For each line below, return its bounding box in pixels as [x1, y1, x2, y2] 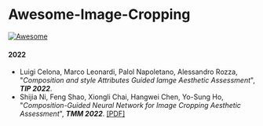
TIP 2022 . [19, 84, 53, 94]
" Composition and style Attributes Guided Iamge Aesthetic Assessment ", [19, 76, 255, 85]
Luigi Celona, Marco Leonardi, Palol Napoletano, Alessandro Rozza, [19, 67, 238, 76]
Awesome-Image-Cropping [8, 6, 191, 24]
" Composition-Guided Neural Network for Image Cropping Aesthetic [19, 101, 242, 110]
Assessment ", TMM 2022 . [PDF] [19, 109, 126, 119]
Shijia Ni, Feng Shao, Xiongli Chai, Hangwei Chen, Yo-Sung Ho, [19, 92, 224, 102]
